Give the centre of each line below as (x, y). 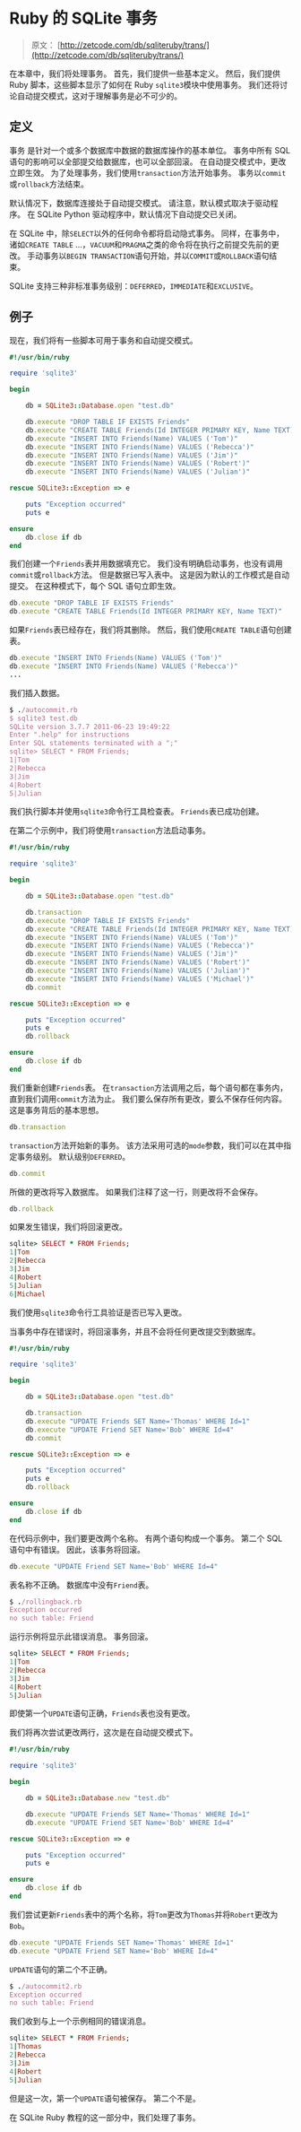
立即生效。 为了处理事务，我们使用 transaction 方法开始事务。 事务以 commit (148, 172)
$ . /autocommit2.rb (46, 1986)
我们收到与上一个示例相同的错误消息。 (80, 2021)
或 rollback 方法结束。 (49, 184)
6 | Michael (28, 1294)
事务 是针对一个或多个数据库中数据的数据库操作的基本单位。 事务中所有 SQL (150, 150)
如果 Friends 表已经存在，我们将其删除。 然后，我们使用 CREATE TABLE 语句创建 (150, 630)
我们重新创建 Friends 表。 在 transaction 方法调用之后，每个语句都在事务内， (149, 1087)
